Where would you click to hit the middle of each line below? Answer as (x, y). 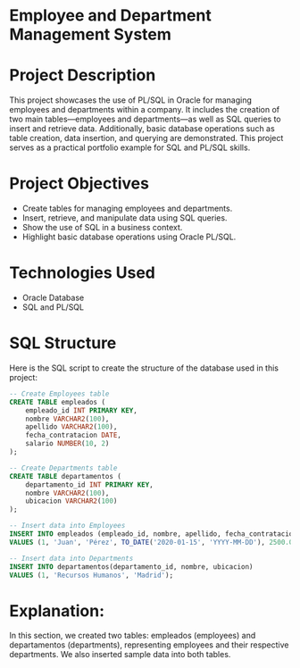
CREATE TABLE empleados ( (57, 402)
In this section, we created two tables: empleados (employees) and (133, 636)
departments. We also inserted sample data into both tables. (120, 655)
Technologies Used (83, 273)
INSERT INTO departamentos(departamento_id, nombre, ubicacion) (131, 567)
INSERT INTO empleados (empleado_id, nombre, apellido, (115, 534)
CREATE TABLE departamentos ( (66, 476)
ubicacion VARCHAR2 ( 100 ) (71, 501)
